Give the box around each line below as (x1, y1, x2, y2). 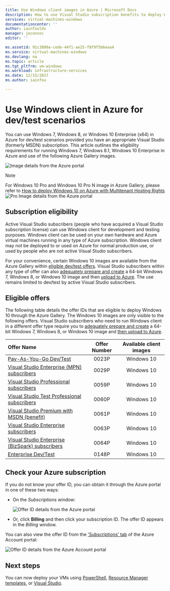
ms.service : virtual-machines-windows (5, 49, 87, 55)
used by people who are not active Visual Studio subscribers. (5, 248, 133, 254)
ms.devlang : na (5, 54, 37, 59)
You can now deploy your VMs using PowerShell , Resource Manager (5, 575, 148, 581)
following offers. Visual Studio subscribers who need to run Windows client (5, 318, 162, 324)
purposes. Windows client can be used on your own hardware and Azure (5, 232, 157, 238)
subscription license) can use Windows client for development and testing (5, 226, 160, 233)
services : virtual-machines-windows (5, 17, 82, 22)
